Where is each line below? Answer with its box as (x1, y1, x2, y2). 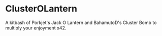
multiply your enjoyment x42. (5, 24, 67, 30)
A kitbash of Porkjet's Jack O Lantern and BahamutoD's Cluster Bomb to (5, 19, 157, 25)
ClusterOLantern (5, 3, 78, 14)
